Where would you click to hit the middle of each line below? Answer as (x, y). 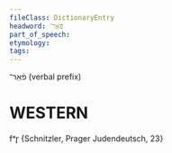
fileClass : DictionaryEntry (62, 18)
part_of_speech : (40, 34)
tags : (19, 51)
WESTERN (49, 113)
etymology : (30, 43)
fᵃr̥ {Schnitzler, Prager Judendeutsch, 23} (86, 139)
